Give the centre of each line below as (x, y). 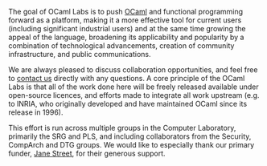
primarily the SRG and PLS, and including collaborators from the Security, (130, 136)
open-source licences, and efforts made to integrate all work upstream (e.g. (134, 95)
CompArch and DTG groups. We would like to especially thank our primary (131, 145)
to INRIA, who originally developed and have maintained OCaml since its (128, 104)
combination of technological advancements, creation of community (121, 46)
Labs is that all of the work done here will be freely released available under (133, 87)
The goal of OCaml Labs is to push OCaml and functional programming (126, 12)
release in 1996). (36, 112)
